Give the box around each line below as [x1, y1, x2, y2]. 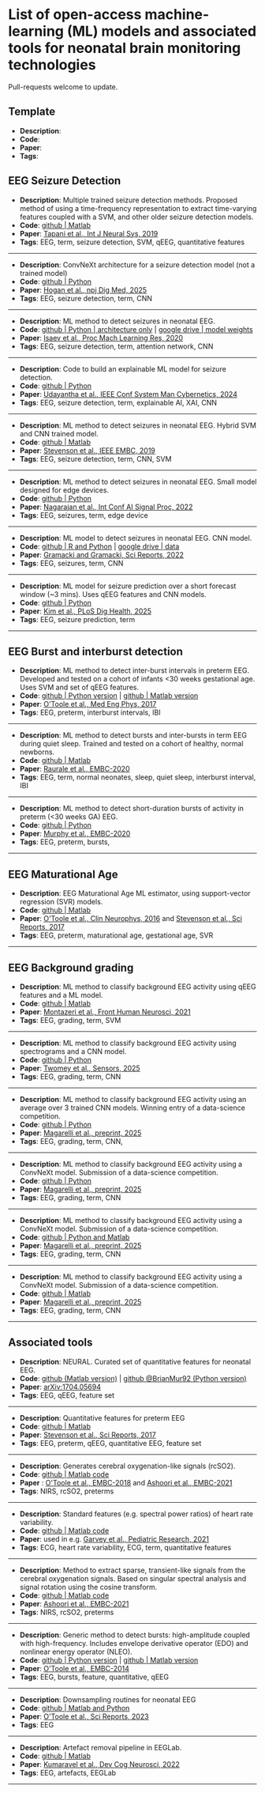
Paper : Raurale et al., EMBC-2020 [19, 764, 130, 774]
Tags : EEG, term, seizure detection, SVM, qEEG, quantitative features [19, 237, 245, 247]
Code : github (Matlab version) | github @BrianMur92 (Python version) [19, 1373, 247, 1383]
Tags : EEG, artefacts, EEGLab [19, 1768, 117, 1777]
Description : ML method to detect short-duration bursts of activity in [19, 804, 244, 813]
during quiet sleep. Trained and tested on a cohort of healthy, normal [19, 739, 244, 749]
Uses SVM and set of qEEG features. [19, 682, 140, 693]
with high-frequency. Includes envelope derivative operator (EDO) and [19, 1638, 248, 1648]
